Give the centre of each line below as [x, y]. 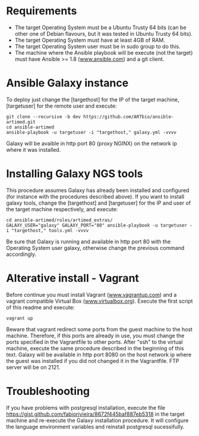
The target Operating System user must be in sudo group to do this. [97, 46]
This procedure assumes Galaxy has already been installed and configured [98, 190]
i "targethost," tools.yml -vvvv [48, 230]
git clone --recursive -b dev [44, 117]
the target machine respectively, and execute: [62, 209]
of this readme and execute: [41, 307]
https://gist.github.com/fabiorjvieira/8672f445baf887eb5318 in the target [96, 414]
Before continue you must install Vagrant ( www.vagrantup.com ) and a [91, 294]
